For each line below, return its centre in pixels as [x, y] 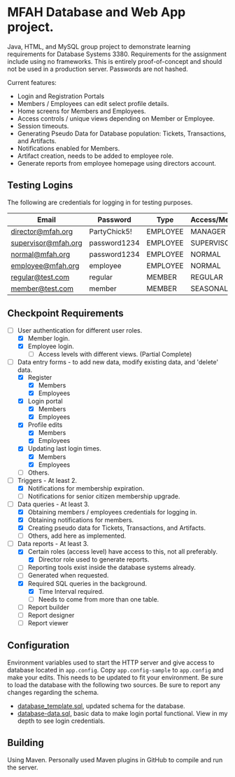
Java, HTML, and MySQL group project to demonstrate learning [99, 46]
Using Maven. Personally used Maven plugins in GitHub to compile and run [115, 759]
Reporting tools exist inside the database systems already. [112, 567]
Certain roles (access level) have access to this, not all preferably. [123, 552]
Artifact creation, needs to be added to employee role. [95, 156]
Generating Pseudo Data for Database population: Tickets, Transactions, [122, 133]
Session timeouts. [43, 126]
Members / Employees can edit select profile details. [93, 103]
